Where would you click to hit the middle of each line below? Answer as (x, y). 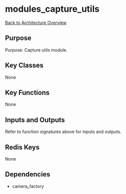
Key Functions (27, 93)
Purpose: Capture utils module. (36, 50)
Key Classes (24, 66)
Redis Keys (22, 147)
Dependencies (28, 175)
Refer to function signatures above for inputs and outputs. (63, 132)
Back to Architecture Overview (36, 23)
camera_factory (28, 186)
